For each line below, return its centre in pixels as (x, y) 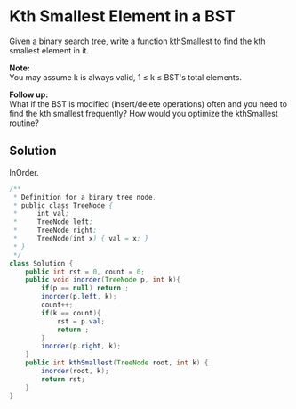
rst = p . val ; (80, 321)
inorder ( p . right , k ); (81, 346)
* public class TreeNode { (63, 205)
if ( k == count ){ (71, 313)
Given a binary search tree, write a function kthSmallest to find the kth (137, 41)
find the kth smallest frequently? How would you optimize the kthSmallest (144, 113)
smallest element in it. (49, 50)
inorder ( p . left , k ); (79, 297)
